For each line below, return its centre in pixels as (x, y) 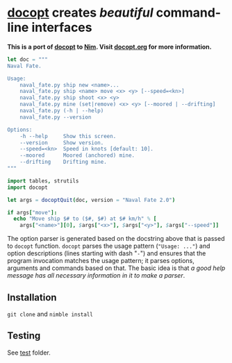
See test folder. (29, 353)
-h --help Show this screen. (68, 136)
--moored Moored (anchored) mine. (77, 155)
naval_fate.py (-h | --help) (62, 111)
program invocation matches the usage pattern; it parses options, (101, 261)
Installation (32, 297)
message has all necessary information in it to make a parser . (96, 276)
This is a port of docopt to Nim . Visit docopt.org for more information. (109, 47)
